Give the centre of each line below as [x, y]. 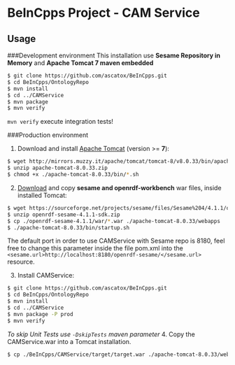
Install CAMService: [46, 275]
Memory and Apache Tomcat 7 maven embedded [80, 63]
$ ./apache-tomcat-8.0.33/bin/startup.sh [69, 228]
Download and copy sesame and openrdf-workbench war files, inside [119, 187]
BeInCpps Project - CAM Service [104, 13]
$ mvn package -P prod [40, 314]
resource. [21, 262]
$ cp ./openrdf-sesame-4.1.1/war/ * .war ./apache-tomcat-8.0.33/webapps [114, 221]
